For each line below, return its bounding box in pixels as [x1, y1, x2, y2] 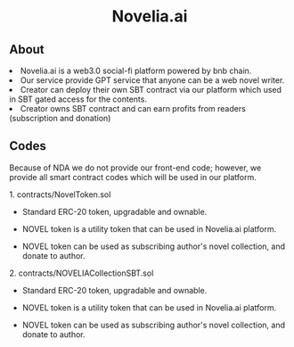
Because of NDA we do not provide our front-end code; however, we [9, 162, 262, 173]
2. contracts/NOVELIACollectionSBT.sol [9, 268, 154, 278]
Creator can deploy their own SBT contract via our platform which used [20, 85, 282, 95]
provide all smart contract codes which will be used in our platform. [9, 171, 257, 182]
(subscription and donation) [9, 113, 111, 123]
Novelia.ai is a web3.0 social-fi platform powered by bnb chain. [20, 65, 252, 76]
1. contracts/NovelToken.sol [9, 189, 111, 200]
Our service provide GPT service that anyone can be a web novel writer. [20, 75, 285, 86]
